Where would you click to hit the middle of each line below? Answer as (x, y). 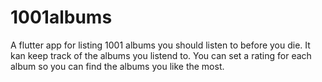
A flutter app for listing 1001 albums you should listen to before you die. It (160, 45)
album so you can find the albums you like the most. (117, 66)
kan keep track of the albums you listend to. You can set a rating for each (161, 55)
